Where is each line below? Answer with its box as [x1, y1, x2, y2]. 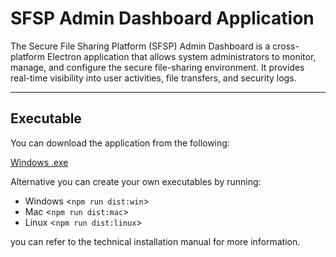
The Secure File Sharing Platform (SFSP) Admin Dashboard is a [10, 40, 271, 52]
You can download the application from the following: [10, 137, 230, 149]
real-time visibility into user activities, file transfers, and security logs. [10, 72, 297, 84]
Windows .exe [10, 156, 69, 168]
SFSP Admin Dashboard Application [10, 7, 315, 30]
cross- [272, 40, 300, 52]
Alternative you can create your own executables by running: [10, 175, 262, 187]
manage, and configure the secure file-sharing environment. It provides [10, 61, 305, 73]
